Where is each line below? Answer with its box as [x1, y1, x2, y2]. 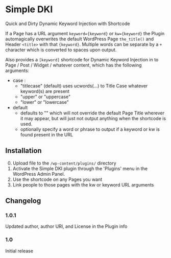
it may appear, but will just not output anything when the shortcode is [20, 115, 166, 121]
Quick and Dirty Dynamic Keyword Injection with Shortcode [5, 20, 130, 27]
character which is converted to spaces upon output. [5, 46, 117, 53]
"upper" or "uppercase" [20, 93, 71, 100]
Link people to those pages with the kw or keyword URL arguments [12, 181, 154, 187]
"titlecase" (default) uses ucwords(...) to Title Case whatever [20, 83, 148, 89]
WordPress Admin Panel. [12, 171, 65, 177]
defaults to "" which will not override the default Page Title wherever [20, 110, 165, 116]
